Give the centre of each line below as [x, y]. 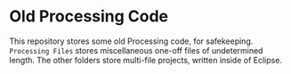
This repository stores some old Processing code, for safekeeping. [131, 41]
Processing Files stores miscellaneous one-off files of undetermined [136, 50]
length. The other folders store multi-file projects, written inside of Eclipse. [146, 60]
